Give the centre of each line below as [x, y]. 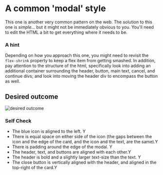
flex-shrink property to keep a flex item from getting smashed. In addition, [80, 61]
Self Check [18, 121]
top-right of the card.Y [35, 168]
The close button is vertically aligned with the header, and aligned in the [84, 162]
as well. [13, 81]
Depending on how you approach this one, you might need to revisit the [77, 55]
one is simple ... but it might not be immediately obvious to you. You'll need [80, 27]
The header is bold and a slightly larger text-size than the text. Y [76, 157]
